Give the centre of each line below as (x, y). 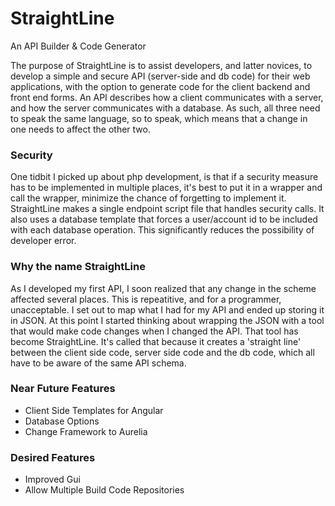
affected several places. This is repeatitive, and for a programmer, (146, 299)
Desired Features (53, 457)
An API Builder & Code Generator (78, 46)
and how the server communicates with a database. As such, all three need (165, 108)
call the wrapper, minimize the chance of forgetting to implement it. (148, 198)
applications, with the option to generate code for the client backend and (160, 86)
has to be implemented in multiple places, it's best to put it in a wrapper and (166, 188)
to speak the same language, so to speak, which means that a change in (159, 118)
